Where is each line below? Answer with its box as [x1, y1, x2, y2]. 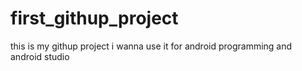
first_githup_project [10, 7, 179, 30]
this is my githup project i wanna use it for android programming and [10, 40, 293, 52]
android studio [10, 50, 70, 62]
